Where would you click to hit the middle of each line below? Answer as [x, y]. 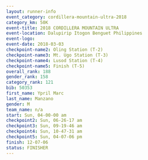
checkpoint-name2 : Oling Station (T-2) [55, 50]
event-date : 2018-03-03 [35, 45]
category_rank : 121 [30, 83]
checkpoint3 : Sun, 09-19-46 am [44, 126]
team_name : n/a [25, 110]
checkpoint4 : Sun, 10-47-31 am [44, 132]
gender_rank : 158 [27, 77]
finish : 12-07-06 [27, 142]
